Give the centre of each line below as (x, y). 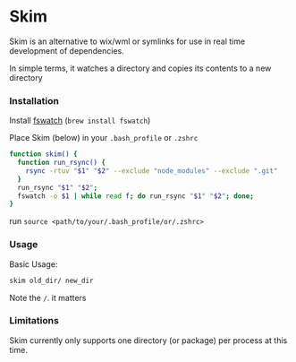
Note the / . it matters (48, 297)
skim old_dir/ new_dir (51, 280)
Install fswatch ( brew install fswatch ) (80, 121)
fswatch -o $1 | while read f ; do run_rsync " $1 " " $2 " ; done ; (136, 196)
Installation (34, 100)
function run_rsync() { (61, 163)
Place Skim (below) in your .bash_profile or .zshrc (104, 138)
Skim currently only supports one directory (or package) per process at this (148, 340)
